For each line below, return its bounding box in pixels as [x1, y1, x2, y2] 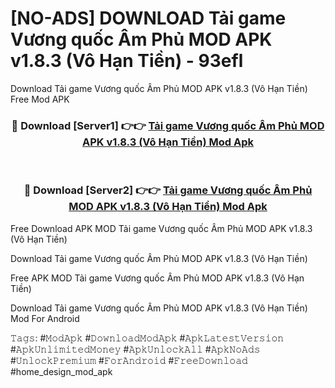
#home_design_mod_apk [10, 365, 113, 377]
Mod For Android [10, 312, 80, 324]
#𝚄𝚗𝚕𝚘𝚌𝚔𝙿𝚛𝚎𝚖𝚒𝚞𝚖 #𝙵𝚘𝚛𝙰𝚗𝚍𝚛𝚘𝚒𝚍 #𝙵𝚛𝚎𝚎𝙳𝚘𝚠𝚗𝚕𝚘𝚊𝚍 [10, 354, 248, 366]
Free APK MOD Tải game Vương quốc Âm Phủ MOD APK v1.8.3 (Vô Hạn [10, 272, 305, 284]
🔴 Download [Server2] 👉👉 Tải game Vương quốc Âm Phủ [23, 183, 313, 197]
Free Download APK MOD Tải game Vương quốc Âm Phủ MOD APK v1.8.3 [10, 222, 313, 234]
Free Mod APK [10, 93, 70, 105]
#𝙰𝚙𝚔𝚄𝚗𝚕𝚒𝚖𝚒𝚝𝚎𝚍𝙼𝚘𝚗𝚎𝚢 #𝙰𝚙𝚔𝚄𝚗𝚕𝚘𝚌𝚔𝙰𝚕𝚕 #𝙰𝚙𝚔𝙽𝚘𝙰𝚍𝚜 [10, 343, 261, 355]
